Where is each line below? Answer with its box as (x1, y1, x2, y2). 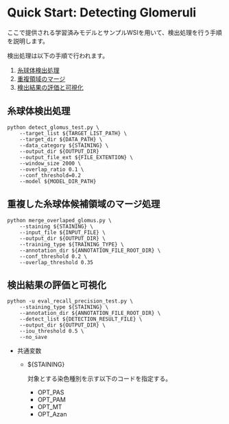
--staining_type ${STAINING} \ (19, 304, 109, 311)
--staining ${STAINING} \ (19, 223, 94, 230)
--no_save (19, 334, 48, 341)
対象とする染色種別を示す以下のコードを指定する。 (27, 375, 172, 383)
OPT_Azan (37, 410, 67, 419)
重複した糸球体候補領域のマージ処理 (7, 198, 160, 210)
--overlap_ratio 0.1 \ (19, 166, 84, 173)
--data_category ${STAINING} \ (19, 142, 109, 149)
